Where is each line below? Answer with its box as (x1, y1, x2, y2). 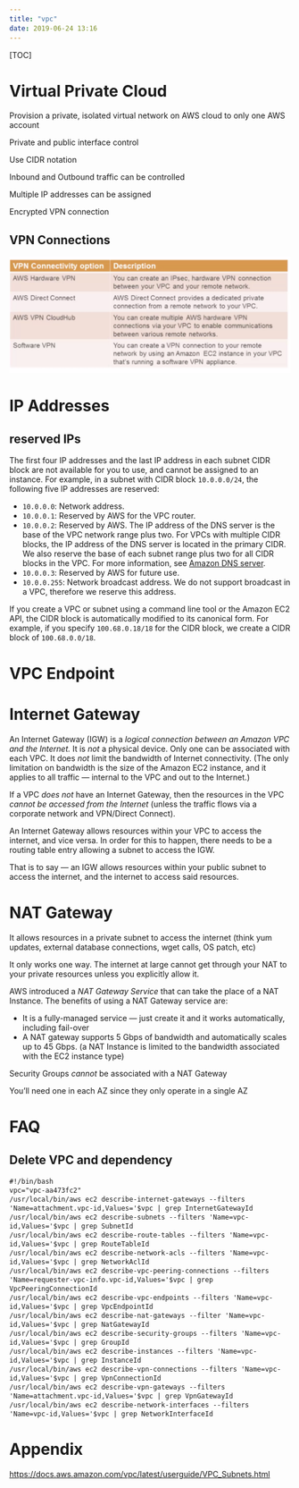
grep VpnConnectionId (80, 1374, 162, 1383)
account (9, 120, 40, 131)
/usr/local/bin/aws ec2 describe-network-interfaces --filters (9, 1400, 250, 1410)
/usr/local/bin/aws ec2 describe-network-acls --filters (9, 1248, 226, 1258)
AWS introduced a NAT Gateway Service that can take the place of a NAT (9, 986, 279, 997)
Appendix (9, 1440, 83, 1459)
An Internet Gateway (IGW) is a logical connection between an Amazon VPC (9, 734, 290, 745)
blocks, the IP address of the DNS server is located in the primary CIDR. (21, 538, 287, 549)
